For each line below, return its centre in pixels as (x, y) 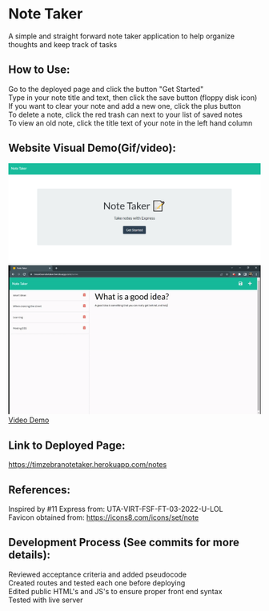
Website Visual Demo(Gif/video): (92, 148)
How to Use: (39, 70)
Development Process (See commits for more (124, 543)
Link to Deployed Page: (67, 445)
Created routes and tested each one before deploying (97, 583)
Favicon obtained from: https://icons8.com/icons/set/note (104, 517)
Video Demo (29, 420)
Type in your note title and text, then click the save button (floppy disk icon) (133, 98)
